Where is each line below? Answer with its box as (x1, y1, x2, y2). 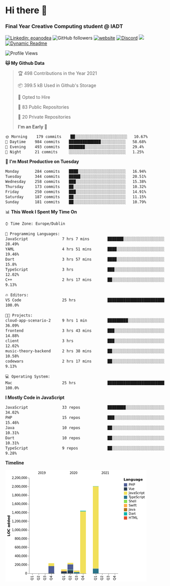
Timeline (5, 460, 24, 466)
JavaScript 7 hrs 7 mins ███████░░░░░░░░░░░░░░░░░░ (5, 236, 165, 242)
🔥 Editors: (5, 292, 29, 298)
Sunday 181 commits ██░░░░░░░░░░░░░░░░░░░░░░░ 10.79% (5, 200, 146, 205)
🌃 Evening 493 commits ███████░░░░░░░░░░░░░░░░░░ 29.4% (5, 145, 144, 150)
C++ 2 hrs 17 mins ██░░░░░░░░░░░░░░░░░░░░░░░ (5, 277, 165, 282)
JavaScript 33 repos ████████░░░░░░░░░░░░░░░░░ (5, 405, 165, 410)
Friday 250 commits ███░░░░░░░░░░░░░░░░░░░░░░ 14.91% (5, 190, 146, 195)
